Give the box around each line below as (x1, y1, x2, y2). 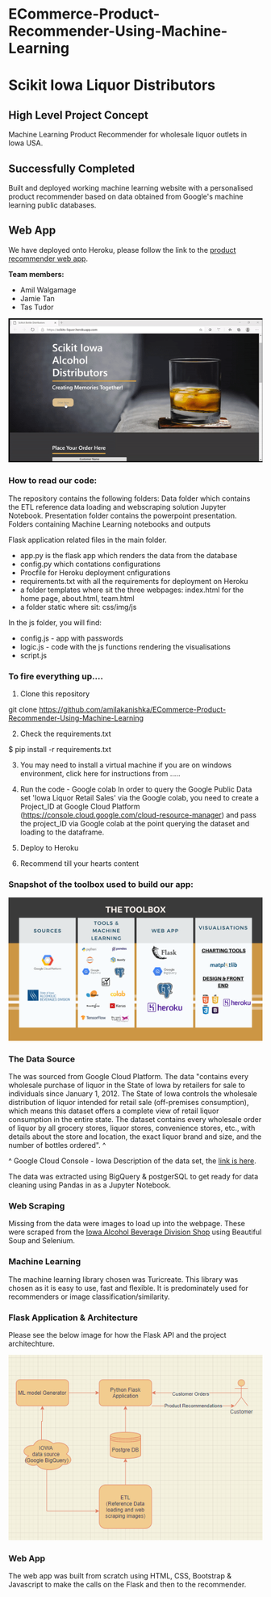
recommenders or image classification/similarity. (8, 1292, 170, 1301)
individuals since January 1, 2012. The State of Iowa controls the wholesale (8, 1089, 258, 1099)
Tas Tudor (19, 302, 54, 312)
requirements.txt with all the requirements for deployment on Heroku (19, 576, 248, 586)
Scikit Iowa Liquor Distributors (8, 76, 216, 95)
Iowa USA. (8, 138, 44, 148)
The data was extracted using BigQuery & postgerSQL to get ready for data (8, 1172, 259, 1182)
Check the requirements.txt (19, 729, 111, 738)
